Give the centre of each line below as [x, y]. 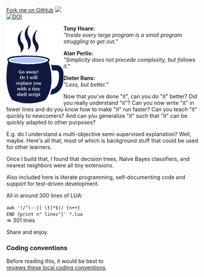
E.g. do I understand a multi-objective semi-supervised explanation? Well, [99, 134]
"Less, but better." [86, 85]
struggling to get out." [91, 41]
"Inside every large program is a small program [123, 35]
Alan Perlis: [78, 53]
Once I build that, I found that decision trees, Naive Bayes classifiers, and [98, 159]
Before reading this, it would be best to [55, 261]
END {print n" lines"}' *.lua [45, 214]
